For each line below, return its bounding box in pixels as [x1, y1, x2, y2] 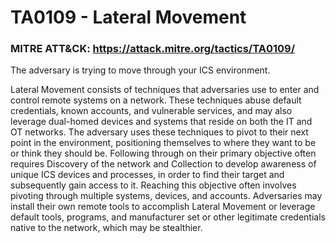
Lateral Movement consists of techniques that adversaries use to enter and [10, 84, 320, 96]
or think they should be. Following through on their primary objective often [10, 147, 317, 160]
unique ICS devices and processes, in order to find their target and [10, 169, 285, 181]
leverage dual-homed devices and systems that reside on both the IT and [10, 116, 313, 128]
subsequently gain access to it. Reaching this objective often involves [10, 179, 297, 191]
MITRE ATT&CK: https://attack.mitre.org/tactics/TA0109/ [10, 42, 295, 56]
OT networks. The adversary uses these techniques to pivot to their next [10, 126, 309, 138]
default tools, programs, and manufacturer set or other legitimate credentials [10, 211, 326, 223]
